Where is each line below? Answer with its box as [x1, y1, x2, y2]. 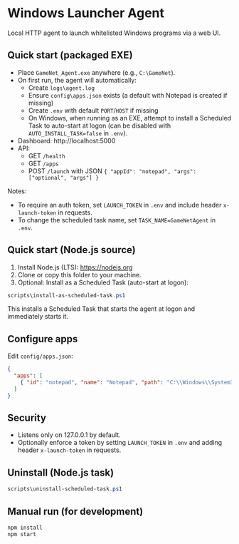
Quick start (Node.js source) [7, 244, 137, 256]
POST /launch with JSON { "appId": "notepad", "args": [28, 166, 197, 175]
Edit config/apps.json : [7, 351, 73, 361]
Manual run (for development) [7, 505, 144, 518]
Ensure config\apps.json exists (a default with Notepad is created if [28, 91, 228, 99]
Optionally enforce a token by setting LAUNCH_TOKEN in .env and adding [17, 438, 223, 447]
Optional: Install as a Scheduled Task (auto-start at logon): [17, 278, 188, 287]
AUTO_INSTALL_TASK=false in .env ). [28, 128, 128, 137]
